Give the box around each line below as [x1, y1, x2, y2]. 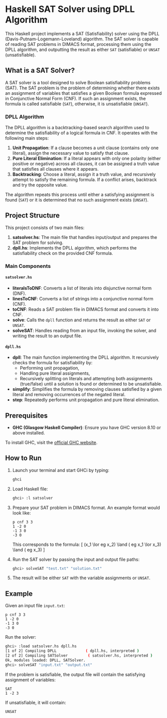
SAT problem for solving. [12, 239, 64, 245]
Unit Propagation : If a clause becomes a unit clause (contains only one [12, 145, 159, 151]
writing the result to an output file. [12, 333, 82, 339]
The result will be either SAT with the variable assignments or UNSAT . [12, 575, 151, 581]
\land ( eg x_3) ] [12, 546, 45, 552]
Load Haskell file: [12, 485, 48, 492]
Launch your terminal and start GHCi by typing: [12, 467, 110, 473]
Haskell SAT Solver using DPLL [5, 3, 135, 15]
